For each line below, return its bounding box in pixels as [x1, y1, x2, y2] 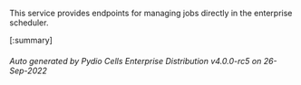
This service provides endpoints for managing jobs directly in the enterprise [9, 8, 293, 18]
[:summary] [9, 35, 53, 45]
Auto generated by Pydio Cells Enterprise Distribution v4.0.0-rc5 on [9, 55, 262, 66]
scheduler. [9, 17, 49, 28]
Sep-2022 [9, 65, 48, 76]
